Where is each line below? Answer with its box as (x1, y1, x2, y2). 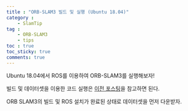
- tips (17, 37, 34, 43)
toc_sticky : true (6, 49, 51, 55)
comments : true (6, 54, 45, 60)
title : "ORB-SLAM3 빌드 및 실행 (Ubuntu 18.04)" (6, 9, 129, 15)
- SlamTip (17, 20, 43, 26)
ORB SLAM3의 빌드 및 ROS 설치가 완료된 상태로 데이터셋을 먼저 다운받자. (6, 98, 182, 105)
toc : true (6, 43, 34, 49)
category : (6, 15, 34, 21)
